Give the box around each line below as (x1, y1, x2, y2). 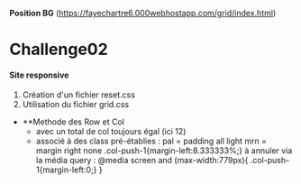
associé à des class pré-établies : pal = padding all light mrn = (35, 135, 268, 147)
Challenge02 (9, 40, 108, 60)
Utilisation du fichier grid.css (22, 99, 129, 110)
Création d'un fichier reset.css (22, 89, 135, 100)
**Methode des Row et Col (22, 116, 124, 127)
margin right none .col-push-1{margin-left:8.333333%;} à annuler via (35, 145, 293, 156)
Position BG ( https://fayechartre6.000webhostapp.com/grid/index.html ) (9, 8, 277, 18)
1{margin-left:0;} (35, 164, 97, 175)
